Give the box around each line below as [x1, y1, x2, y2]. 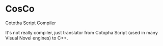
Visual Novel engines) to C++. [5, 35, 68, 41]
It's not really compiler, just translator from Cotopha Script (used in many [5, 29, 158, 35]
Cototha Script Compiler [5, 20, 56, 26]
